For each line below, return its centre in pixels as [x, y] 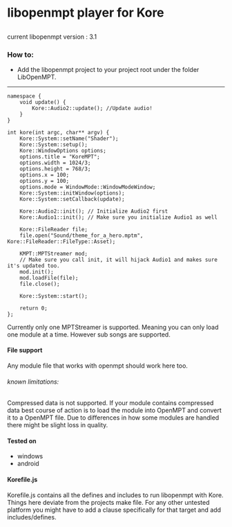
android [28, 464]
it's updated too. [33, 266]
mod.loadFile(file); [49, 278]
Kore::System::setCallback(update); [72, 199]
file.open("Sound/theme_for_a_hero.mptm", [81, 235]
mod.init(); [37, 271]
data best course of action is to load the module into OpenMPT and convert [115, 411]
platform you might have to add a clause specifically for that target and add [114, 510]
